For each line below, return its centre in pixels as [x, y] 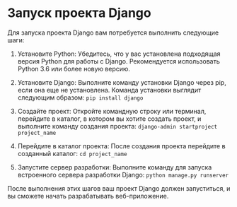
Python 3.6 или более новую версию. [74, 69]
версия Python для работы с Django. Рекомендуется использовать [119, 61]
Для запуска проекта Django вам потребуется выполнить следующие [113, 32]
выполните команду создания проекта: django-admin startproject [117, 126]
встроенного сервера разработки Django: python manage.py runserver [123, 175]
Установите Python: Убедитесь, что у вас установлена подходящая [119, 54]
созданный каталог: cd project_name [72, 153]
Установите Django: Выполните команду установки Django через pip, [122, 82]
